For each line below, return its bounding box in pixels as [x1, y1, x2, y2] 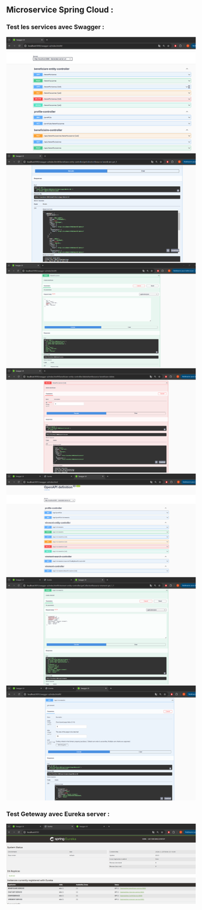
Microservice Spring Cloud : [6, 5, 114, 15]
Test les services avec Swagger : [6, 23, 105, 31]
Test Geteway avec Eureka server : [6, 809, 110, 818]
